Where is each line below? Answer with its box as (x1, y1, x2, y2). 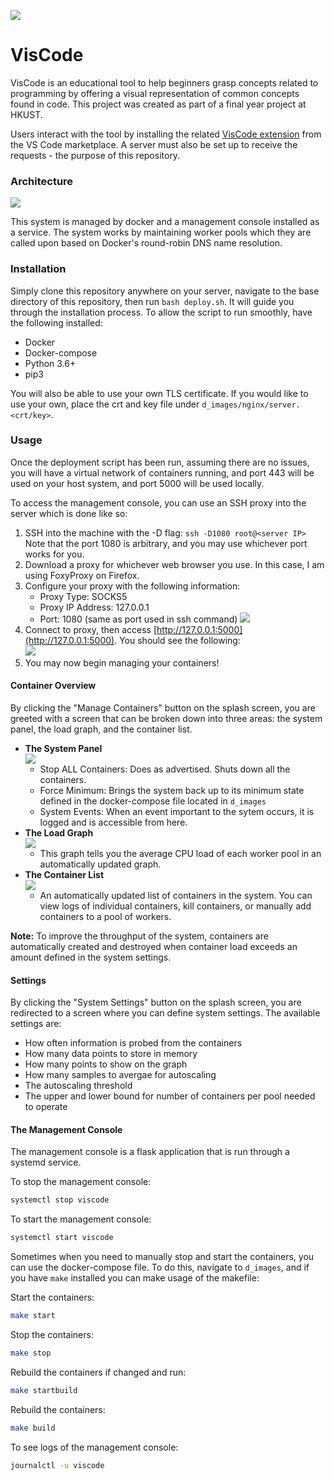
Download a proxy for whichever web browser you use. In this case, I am (24, 558, 325, 570)
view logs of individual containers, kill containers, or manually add (39, 900, 312, 912)
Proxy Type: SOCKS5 (39, 590, 128, 602)
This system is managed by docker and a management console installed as (10, 216, 320, 228)
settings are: (10, 1018, 62, 1030)
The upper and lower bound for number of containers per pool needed (24, 1090, 316, 1102)
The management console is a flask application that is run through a (10, 1146, 290, 1158)
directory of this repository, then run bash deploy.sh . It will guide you (10, 295, 295, 307)
